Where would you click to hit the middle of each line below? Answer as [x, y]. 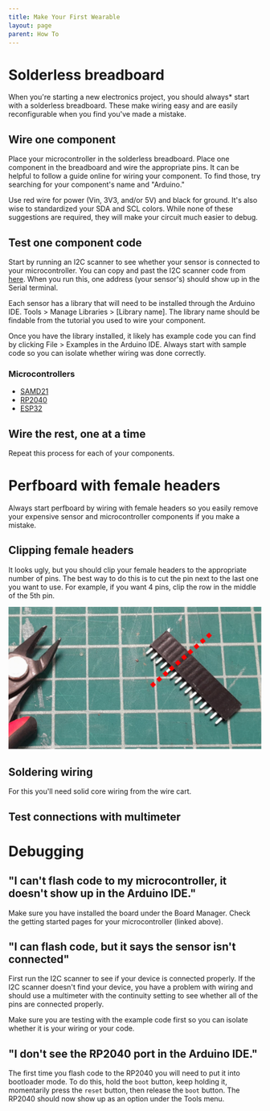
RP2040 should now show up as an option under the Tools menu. [117, 1099]
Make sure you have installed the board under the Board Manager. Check [129, 913]
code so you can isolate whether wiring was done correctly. [107, 353]
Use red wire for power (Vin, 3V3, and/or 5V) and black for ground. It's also [133, 200]
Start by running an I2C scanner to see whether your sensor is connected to [134, 262]
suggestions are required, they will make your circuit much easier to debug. [133, 217]
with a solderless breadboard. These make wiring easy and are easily [123, 105]
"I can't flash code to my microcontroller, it [118, 881]
